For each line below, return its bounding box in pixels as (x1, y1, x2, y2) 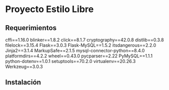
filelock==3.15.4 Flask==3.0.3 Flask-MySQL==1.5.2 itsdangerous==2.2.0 (5, 42, 156, 48)
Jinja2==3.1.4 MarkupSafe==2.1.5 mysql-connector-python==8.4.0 (5, 48, 145, 53)
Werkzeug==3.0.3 (5, 64, 43, 69)
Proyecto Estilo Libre (5, 4, 94, 15)
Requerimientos (5, 24, 57, 32)
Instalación (5, 78, 41, 86)
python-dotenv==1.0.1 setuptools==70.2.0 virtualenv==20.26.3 (5, 58, 136, 64)
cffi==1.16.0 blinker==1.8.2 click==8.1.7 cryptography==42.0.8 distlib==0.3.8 (5, 37, 164, 43)
